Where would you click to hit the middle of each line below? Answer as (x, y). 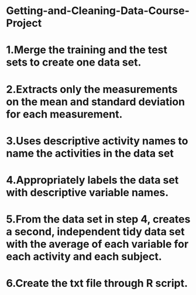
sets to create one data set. (74, 62)
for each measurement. (64, 114)
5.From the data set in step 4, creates (98, 219)
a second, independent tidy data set (95, 232)
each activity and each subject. (84, 257)
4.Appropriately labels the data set (92, 180)
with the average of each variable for (97, 244)
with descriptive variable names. (87, 192)
